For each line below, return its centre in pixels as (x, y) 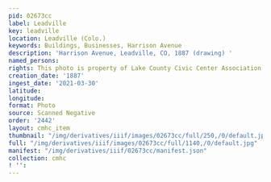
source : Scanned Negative (52, 114)
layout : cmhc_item (39, 128)
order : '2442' (32, 121)
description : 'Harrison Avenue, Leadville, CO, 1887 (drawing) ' (120, 53)
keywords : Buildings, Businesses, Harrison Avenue (95, 46)
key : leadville (34, 31)
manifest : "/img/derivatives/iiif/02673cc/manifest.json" (108, 151)
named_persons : (34, 61)
